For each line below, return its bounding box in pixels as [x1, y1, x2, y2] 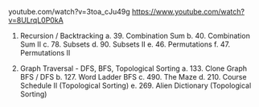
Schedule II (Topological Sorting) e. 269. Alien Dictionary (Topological [19, 80, 252, 90]
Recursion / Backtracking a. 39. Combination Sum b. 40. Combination [19, 31, 251, 40]
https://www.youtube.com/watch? [131, 7, 245, 16]
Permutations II [19, 48, 71, 57]
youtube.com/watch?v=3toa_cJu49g [8, 7, 130, 16]
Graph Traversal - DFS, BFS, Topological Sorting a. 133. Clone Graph [19, 64, 248, 73]
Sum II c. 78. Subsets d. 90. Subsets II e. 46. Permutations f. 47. [19, 39, 231, 49]
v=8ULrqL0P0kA [8, 15, 64, 25]
